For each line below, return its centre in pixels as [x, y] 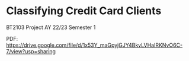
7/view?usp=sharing [31, 51]
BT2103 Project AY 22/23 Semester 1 [51, 27]
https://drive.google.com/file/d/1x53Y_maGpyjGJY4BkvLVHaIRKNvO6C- [94, 45]
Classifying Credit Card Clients [84, 11]
